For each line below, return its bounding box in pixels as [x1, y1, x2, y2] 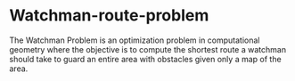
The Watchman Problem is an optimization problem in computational [9, 35, 260, 45]
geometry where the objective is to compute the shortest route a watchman [9, 44, 287, 54]
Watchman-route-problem [9, 5, 209, 26]
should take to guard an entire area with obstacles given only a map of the [9, 53, 283, 64]
